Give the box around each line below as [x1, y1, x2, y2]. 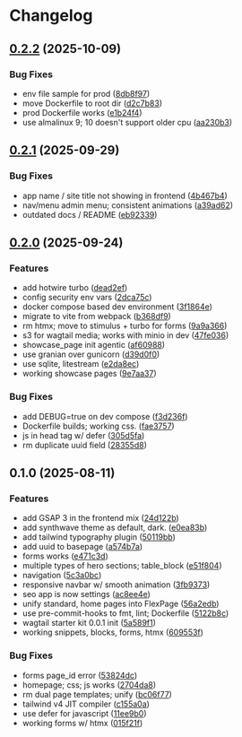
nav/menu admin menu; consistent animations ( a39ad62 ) [22, 199, 234, 211]
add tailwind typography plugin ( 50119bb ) [22, 532, 177, 542]
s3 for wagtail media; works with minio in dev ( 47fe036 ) [22, 330, 229, 341]
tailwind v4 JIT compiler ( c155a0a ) [22, 698, 151, 709]
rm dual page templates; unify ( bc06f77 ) [22, 689, 173, 699]
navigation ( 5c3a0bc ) [22, 570, 102, 581]
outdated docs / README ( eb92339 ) [22, 209, 158, 220]
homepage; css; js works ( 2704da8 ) [22, 679, 157, 690]
